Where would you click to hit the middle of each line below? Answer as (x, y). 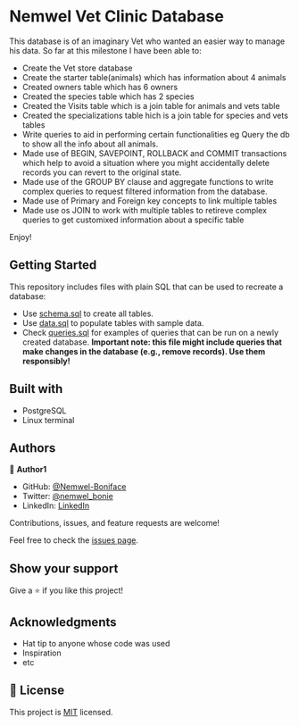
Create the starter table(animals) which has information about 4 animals (154, 77)
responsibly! (46, 361)
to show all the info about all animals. (90, 144)
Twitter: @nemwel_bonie (67, 497)
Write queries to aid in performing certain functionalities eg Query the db (156, 134)
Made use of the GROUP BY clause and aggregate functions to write (148, 181)
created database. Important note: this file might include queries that (152, 342)
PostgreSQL (44, 410)
